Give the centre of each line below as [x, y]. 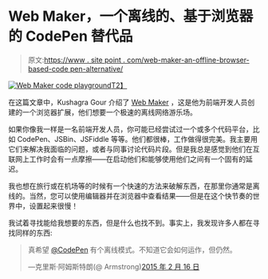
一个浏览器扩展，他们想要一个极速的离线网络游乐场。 [109, 112]
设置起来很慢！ [53, 206]
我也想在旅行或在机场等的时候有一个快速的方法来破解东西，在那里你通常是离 [134, 186]
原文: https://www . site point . [77, 60]
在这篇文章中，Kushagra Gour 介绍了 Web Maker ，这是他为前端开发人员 [128, 102]
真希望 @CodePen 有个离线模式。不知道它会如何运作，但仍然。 [132, 250]
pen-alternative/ [97, 69]
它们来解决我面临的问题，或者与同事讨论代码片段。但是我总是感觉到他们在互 [134, 149]
